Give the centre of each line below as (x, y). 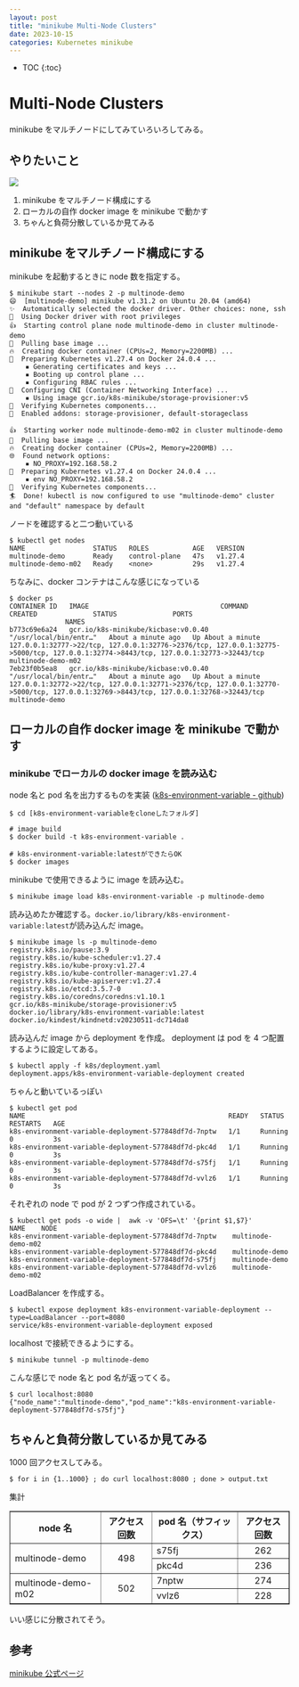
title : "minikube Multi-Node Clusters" (83, 26)
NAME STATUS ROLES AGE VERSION (127, 548)
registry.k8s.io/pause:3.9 (59, 950)
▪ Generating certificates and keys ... (101, 366)
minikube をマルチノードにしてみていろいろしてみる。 (109, 129)
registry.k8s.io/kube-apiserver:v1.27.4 (85, 981)
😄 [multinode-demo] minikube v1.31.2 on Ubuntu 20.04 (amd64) (130, 301)
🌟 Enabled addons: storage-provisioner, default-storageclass (129, 414)
